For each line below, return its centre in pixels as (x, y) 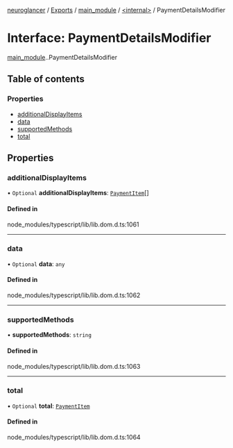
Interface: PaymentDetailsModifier (109, 38)
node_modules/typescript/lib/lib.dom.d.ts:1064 (74, 438)
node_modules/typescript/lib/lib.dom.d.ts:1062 (74, 295)
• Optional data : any (36, 264)
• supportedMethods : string (50, 335)
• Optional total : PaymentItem (49, 406)
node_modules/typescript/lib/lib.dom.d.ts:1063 (74, 366)
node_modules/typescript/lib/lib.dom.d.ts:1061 (74, 224)
